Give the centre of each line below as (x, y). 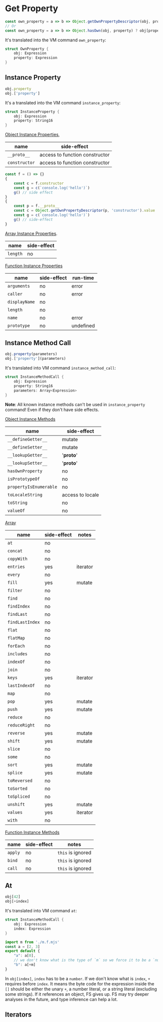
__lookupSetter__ (27, 463)
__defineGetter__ (27, 439)
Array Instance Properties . (31, 233)
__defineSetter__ (27, 447)
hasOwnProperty (25, 471)
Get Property (32, 9)
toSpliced (19, 796)
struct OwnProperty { (27, 49)
